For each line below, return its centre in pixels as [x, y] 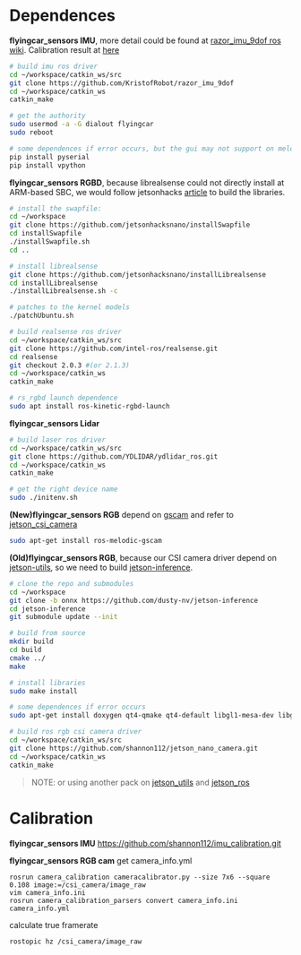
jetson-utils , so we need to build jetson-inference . [101, 567]
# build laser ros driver [57, 440]
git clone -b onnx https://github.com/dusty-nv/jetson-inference [133, 600]
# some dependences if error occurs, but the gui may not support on [142, 149]
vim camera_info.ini [48, 892]
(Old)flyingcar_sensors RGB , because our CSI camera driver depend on [143, 557]
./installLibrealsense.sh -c [64, 291]
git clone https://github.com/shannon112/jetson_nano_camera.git [133, 748]
